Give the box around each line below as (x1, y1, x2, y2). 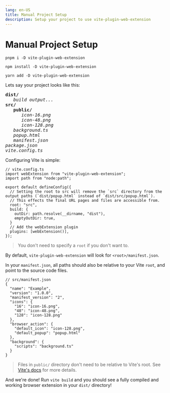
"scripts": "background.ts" (14, 344, 74, 349)
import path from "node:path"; (5, 176, 72, 181)
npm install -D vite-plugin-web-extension (5, 64, 96, 69)
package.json (5, 142, 38, 149)
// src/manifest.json (5, 277, 51, 282)
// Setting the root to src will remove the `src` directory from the (10, 189, 162, 194)
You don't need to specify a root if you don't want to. (17, 242, 129, 248)
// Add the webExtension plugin (10, 225, 79, 230)
